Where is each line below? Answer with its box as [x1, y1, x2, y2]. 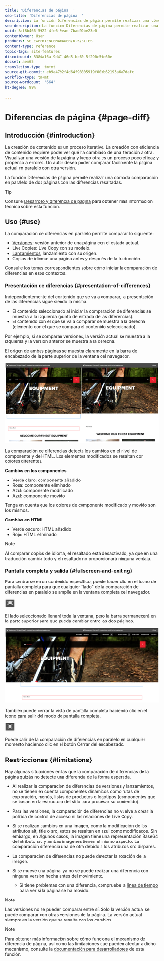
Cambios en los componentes [5, 467, 67, 473]
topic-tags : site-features [5, 49, 60, 54]
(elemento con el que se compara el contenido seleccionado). [12, 323, 137, 329]
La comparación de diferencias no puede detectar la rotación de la [12, 853, 146, 859]
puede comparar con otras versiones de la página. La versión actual [5, 912, 142, 918]
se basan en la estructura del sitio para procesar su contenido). [12, 799, 140, 805]
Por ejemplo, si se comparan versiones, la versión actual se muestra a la [5, 333, 150, 339]
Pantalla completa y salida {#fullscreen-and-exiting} [5, 567, 133, 574]
